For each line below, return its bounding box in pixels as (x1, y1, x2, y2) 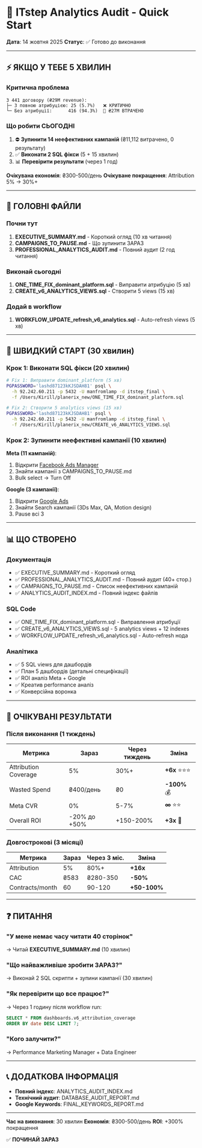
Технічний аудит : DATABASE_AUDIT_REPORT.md (14, 1094, 139, 1101)
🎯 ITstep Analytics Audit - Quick (6, 5, 170, 19)
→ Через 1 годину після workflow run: (6, 1003, 102, 1011)
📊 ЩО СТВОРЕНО (6, 534, 77, 544)
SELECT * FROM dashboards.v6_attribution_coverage (6, 1015, 136, 1021)
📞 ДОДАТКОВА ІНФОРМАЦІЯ (6, 1072, 118, 1082)
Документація (6, 555, 52, 564)
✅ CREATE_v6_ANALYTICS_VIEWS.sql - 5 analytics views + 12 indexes (14, 625, 189, 632)
